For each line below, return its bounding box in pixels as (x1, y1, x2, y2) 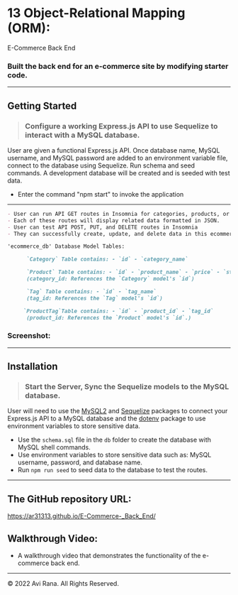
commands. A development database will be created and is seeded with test (7, 168, 230, 177)
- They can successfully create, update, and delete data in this (7, 230, 208, 237)
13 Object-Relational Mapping (7, 5, 186, 21)
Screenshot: (7, 331, 51, 341)
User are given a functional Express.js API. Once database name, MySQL (7, 146, 220, 154)
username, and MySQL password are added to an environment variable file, (7, 153, 228, 162)
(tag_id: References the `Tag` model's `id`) (25, 295, 163, 302)
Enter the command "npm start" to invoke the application (17, 190, 184, 198)
